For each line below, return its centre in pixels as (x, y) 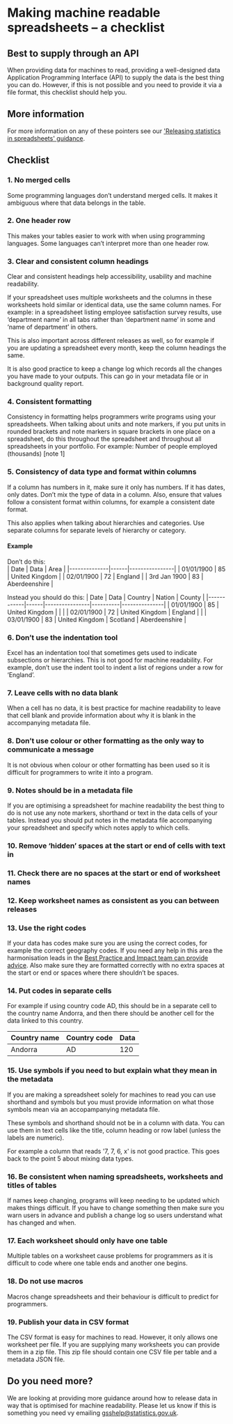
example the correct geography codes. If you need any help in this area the (115, 951)
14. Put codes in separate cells (59, 991)
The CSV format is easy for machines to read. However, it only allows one (113, 1337)
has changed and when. (42, 1223)
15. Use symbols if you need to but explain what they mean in (112, 1071)
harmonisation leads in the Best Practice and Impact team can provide (108, 958)
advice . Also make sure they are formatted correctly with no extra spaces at (116, 966)
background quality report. (46, 384)
